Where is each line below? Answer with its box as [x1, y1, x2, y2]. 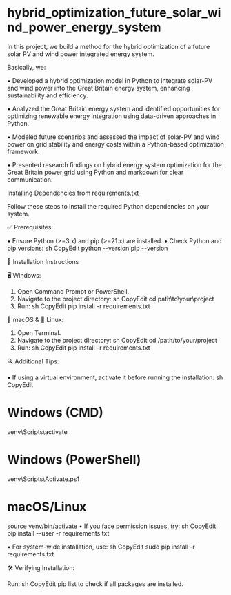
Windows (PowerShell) [7, 452, 141, 468]
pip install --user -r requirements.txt [7, 529, 110, 537]
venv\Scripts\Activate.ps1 [7, 475, 80, 483]
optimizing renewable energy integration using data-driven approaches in [7, 112, 217, 120]
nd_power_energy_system [7, 19, 161, 35]
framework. [7, 147, 40, 155]
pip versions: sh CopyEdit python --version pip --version [7, 244, 168, 252]
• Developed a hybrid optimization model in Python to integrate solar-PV [7, 76, 212, 84]
